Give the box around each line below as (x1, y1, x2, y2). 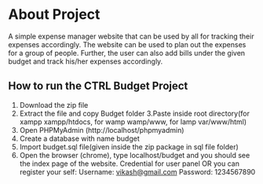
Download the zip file (19, 100, 89, 109)
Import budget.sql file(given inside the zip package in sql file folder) (19, 142, 239, 151)
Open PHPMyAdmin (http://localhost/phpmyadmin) (19, 125, 184, 134)
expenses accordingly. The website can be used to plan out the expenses (8, 39, 247, 49)
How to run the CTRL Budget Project (8, 79, 188, 93)
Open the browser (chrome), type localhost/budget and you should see (19, 150, 250, 160)
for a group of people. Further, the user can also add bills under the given (8, 48, 246, 57)
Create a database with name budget (19, 134, 140, 143)
